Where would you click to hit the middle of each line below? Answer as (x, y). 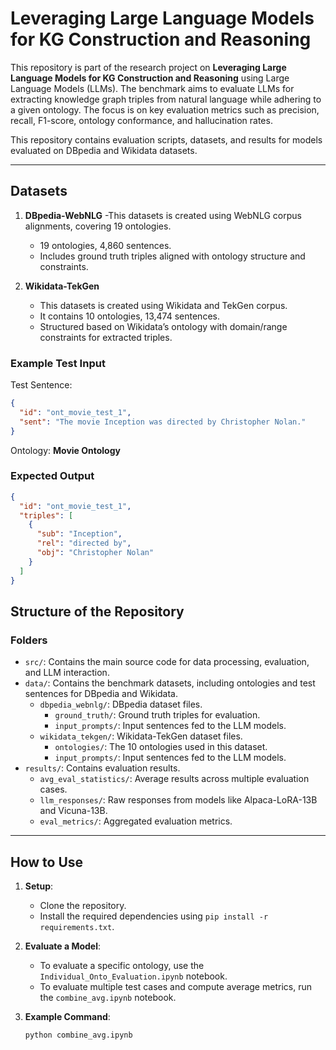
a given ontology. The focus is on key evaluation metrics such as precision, (165, 109)
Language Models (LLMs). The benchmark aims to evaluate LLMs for (152, 88)
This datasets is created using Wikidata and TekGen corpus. (163, 305)
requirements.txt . (77, 927)
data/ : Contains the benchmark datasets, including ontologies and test (170, 683)
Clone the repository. (83, 906)
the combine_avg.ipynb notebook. (108, 998)
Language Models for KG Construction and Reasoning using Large (150, 78)
